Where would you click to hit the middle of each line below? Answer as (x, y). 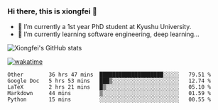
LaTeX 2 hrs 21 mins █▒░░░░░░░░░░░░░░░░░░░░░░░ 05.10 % (109, 87)
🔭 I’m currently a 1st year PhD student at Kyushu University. (104, 27)
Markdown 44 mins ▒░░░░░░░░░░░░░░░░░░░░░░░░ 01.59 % (109, 94)
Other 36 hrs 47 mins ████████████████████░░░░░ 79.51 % (109, 75)
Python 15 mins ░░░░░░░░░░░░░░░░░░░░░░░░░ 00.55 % (109, 100)
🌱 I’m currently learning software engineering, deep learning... (109, 34)
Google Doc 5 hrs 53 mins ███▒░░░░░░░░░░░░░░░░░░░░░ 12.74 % (109, 81)
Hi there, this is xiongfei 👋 (52, 11)
